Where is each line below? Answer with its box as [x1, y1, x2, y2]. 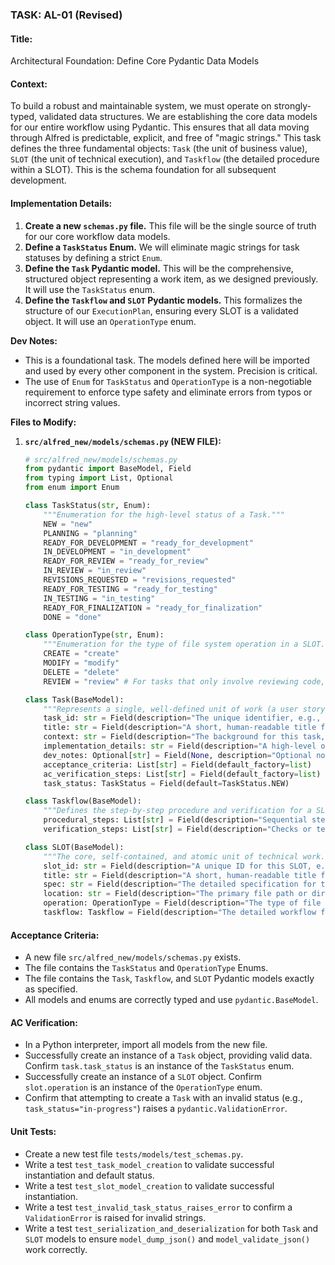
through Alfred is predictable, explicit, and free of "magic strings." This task [10, 132, 322, 144]
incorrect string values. [24, 396, 121, 408]
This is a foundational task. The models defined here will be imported [24, 354, 310, 366]
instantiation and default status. [24, 1169, 155, 1181]
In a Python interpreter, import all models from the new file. [24, 1039, 268, 1051]
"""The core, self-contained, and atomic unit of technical [43, 851, 299, 862]
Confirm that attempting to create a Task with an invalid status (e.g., [24, 1092, 303, 1104]
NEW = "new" [43, 519, 93, 529]
